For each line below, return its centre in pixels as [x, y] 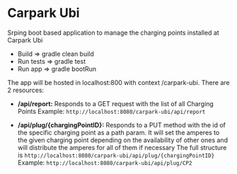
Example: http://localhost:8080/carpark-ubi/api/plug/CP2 [105, 162]
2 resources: [26, 90]
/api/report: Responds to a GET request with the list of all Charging [115, 103]
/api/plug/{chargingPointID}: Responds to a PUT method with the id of [122, 124]
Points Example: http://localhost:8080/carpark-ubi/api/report [111, 111]
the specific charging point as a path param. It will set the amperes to [118, 132]
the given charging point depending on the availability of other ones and [123, 140]
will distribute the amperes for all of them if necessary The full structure [122, 147]
